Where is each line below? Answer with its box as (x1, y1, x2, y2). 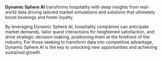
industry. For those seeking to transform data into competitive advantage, (5, 39, 153, 45)
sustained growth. (5, 49, 42, 55)
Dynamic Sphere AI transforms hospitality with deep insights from (5, 4, 139, 10)
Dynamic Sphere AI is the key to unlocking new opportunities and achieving (5, 45, 158, 50)
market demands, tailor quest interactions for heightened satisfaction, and (5, 29, 155, 34)
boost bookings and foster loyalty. (5, 15, 74, 20)
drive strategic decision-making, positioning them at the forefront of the (5, 34, 150, 40)
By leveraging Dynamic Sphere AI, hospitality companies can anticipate (5, 24, 149, 30)
